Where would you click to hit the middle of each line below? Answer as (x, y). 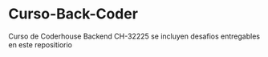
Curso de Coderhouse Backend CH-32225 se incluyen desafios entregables (134, 36)
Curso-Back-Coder (73, 14)
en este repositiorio (40, 44)
